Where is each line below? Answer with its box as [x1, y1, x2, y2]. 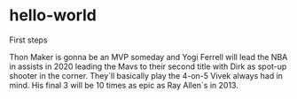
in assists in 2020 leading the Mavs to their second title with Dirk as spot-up [9, 61, 287, 72]
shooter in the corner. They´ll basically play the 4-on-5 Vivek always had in [9, 70, 284, 80]
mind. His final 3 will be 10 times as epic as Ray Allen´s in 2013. [9, 80, 239, 90]
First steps [9, 34, 48, 45]
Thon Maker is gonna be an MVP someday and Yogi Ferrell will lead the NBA [9, 51, 288, 62]
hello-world [9, 5, 98, 26]
